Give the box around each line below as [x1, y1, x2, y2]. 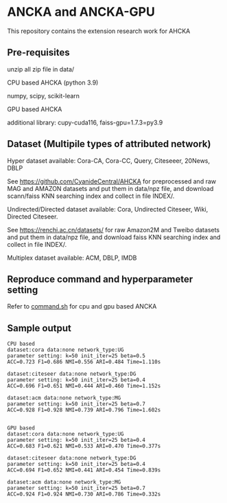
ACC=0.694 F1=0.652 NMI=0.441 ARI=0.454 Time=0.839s [7, 467, 161, 474]
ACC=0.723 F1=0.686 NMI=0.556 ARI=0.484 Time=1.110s [7, 359, 161, 366]
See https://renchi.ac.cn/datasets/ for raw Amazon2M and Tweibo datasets [7, 225, 220, 234]
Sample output [7, 322, 72, 334]
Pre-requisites [7, 47, 70, 58]
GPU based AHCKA [7, 104, 62, 113]
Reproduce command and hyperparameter [7, 273, 193, 285]
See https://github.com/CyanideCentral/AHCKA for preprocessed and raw [7, 177, 217, 186]
